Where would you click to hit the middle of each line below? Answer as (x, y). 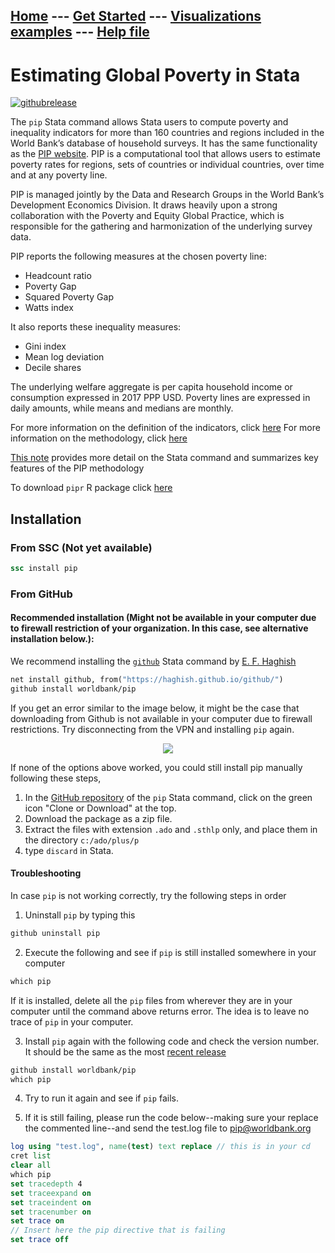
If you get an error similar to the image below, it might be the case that (155, 708)
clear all (31, 1165)
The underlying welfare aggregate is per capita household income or (151, 387)
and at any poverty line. (59, 175)
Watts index (49, 308)
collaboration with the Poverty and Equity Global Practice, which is (147, 216)
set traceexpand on (51, 1193)
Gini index (45, 346)
